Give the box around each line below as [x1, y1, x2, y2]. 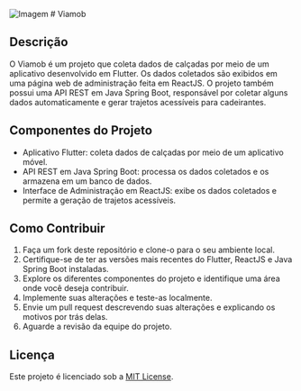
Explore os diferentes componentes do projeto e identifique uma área [22, 273, 281, 284]
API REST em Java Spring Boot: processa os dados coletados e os [22, 166, 269, 177]
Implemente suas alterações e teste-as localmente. [22, 293, 213, 304]
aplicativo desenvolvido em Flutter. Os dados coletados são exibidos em [9, 68, 278, 78]
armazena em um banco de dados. [22, 176, 152, 186]
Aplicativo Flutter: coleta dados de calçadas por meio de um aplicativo [22, 147, 284, 158]
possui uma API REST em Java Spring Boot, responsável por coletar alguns [9, 86, 288, 98]
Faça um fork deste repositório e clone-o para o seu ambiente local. [22, 244, 275, 256]
